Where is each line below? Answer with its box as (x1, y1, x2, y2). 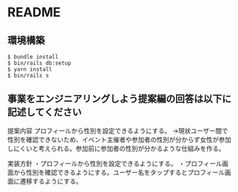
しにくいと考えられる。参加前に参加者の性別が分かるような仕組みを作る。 (7, 144, 225, 152)
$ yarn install (7, 66, 53, 73)
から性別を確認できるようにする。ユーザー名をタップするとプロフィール (13, 168, 225, 176)
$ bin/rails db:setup (7, 60, 72, 67)
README (7, 4, 61, 21)
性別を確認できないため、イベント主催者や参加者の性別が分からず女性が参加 (7, 135, 232, 144)
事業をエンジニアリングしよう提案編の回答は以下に (7, 93, 232, 105)
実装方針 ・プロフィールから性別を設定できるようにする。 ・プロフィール (7, 159, 222, 167)
